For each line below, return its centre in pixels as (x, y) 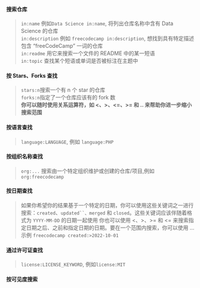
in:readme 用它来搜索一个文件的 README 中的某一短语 (88, 53)
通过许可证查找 (24, 250)
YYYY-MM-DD (46, 221)
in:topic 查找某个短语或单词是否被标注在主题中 (79, 61)
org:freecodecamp (42, 177)
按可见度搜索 (22, 279)
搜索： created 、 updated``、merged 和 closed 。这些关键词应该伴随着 (104, 213)
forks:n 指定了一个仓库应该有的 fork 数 (68, 97)
